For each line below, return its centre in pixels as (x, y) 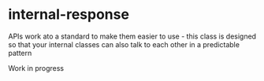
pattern (20, 53)
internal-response (69, 15)
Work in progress (36, 68)
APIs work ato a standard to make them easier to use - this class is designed (132, 36)
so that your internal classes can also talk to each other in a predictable (124, 44)
